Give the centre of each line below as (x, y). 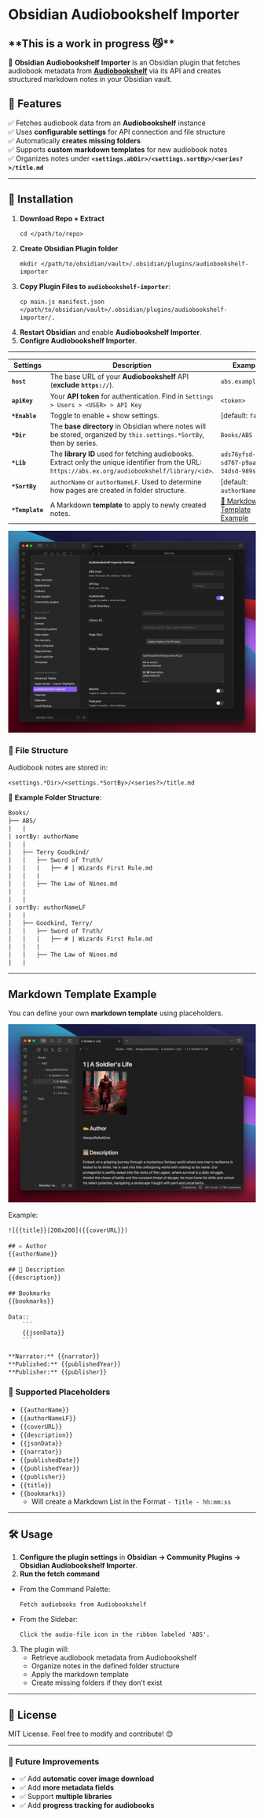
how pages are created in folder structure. (118, 490)
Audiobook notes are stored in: (58, 768)
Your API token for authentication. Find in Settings (132, 396)
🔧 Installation (41, 200)
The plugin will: (44, 1649)
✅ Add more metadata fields (67, 1788)
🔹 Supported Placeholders (59, 1392)
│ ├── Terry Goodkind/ (49, 852)
